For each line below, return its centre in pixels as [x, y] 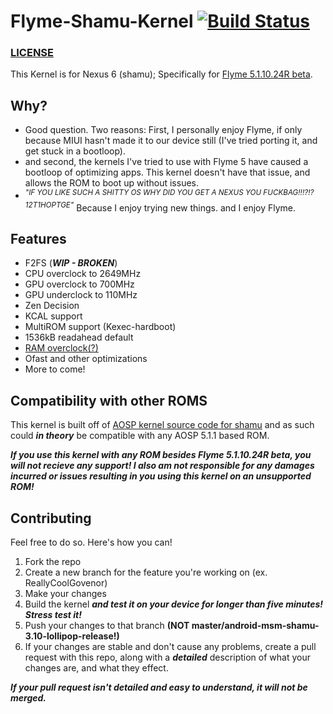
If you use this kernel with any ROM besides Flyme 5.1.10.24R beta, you [161, 455]
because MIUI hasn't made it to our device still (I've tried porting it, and [171, 141]
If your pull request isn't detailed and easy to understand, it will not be [159, 687]
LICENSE [32, 53]
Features [38, 239]
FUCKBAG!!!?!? [289, 193]
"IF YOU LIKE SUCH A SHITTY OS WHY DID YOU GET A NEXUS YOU [143, 193]
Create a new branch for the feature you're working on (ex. [146, 572]
